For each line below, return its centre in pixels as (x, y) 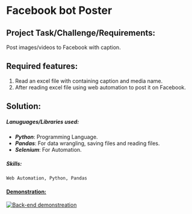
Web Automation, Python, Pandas (47, 178)
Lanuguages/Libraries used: (43, 122)
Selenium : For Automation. (48, 150)
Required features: (42, 66)
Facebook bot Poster (59, 11)
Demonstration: (26, 192)
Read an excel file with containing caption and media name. (89, 81)
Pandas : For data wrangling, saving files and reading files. (87, 143)
